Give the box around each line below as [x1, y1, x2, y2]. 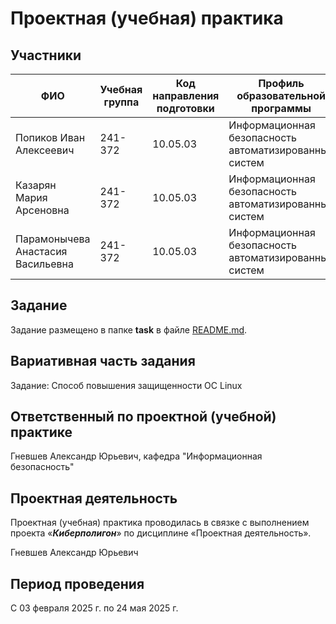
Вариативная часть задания [10, 353, 196, 370]
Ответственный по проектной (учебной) [10, 408, 277, 426]
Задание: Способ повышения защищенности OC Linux [10, 379, 243, 391]
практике [10, 424, 73, 441]
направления [152, 89, 220, 102]
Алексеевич [15, 143, 75, 157]
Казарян [15, 178, 57, 192]
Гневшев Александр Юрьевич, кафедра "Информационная [10, 450, 263, 462]
